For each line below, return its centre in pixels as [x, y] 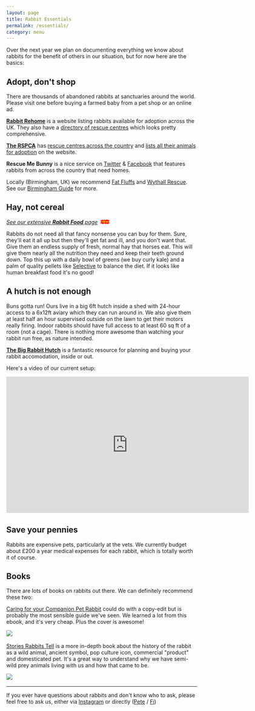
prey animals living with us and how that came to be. [84, 666]
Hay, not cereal [35, 207]
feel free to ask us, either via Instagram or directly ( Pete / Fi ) [81, 702]
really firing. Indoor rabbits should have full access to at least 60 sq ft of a [98, 325]
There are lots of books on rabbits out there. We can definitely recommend [99, 591]
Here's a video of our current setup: [51, 368]
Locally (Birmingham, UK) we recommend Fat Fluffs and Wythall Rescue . [97, 182]
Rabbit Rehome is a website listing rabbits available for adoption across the [101, 121]
